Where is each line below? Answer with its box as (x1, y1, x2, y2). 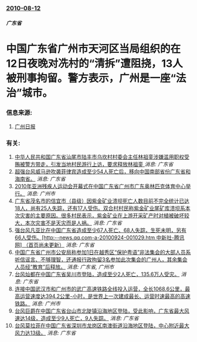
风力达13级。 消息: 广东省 (14, 330, 76, 337)
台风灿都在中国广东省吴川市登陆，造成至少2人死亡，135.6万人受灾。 (14, 271, 180, 278)
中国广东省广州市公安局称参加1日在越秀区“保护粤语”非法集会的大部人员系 (14, 249, 191, 256)
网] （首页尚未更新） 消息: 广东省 (14, 242, 95, 249)
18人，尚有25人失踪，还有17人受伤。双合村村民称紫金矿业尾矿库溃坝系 (14, 205, 186, 212)
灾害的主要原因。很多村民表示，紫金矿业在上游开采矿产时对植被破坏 (19, 212, 185, 219)
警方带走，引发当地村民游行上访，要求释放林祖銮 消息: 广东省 (25, 161, 174, 168)
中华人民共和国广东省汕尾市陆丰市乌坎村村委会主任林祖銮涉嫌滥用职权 (14, 154, 185, 161)
